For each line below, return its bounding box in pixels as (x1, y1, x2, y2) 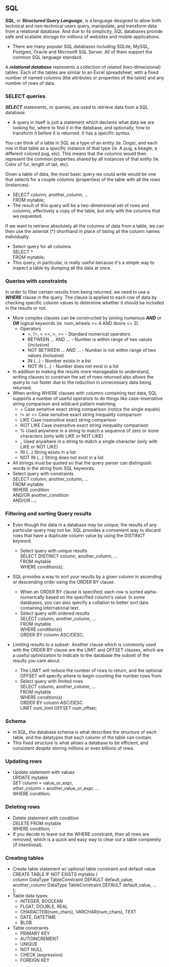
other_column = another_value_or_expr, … (12, 786, 99, 792)
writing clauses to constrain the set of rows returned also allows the (12, 374, 154, 380)
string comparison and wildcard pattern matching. (12, 401, 117, 407)
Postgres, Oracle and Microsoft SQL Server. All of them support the (12, 49, 153, 55)
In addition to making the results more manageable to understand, (12, 369, 150, 375)
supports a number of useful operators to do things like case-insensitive (12, 395, 163, 401)
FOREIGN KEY (20, 957, 50, 963)
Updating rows (5, 758, 42, 765)
